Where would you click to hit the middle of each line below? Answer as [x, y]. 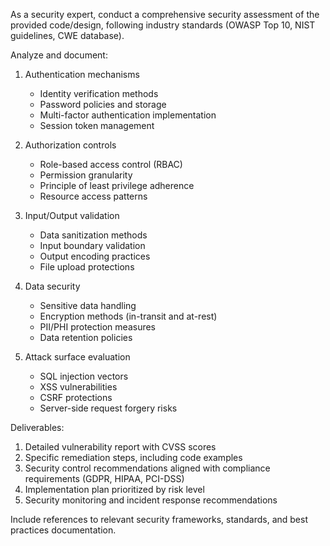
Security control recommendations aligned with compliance [147, 468]
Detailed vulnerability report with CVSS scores [120, 447]
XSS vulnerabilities [78, 387]
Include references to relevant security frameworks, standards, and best [159, 519]
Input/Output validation [72, 215]
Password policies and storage [103, 104]
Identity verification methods [99, 93]
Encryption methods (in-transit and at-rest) [128, 316]
